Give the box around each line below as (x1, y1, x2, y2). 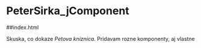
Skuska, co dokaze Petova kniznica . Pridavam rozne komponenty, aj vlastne (6, 35, 196, 42)
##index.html (6, 24, 39, 31)
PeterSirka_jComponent (6, 4, 129, 18)
